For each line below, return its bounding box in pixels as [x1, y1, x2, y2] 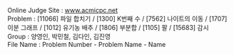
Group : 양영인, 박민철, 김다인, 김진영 [7, 32, 111, 40]
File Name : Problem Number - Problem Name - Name [7, 40, 166, 48]
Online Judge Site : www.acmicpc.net [7, 6, 118, 14]
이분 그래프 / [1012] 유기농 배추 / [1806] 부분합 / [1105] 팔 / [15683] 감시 [7, 23, 209, 31]
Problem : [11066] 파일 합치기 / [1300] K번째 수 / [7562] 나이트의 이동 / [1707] [7, 14, 228, 23]
